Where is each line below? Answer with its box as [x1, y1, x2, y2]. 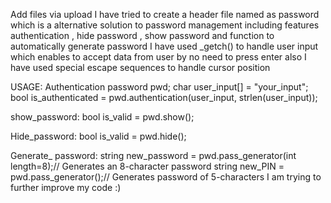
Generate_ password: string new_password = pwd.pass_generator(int [10, 150, 297, 161]
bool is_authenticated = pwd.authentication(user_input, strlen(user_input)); [10, 92, 318, 103]
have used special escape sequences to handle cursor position [10, 62, 271, 73]
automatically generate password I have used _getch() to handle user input [10, 40, 319, 52]
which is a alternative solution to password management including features [10, 19, 320, 31]
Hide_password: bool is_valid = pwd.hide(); [10, 130, 187, 142]
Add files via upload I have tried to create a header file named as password [10, 9, 320, 20]
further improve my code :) [10, 182, 122, 193]
